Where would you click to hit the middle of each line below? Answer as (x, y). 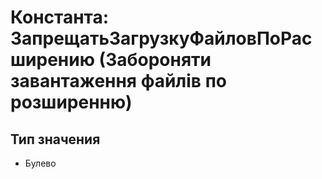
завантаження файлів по (118, 81)
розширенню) (71, 102)
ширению (52, 60)
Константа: (60, 17)
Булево (40, 163)
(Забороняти (155, 60)
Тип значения (55, 139)
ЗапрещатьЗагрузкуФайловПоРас (161, 38)
